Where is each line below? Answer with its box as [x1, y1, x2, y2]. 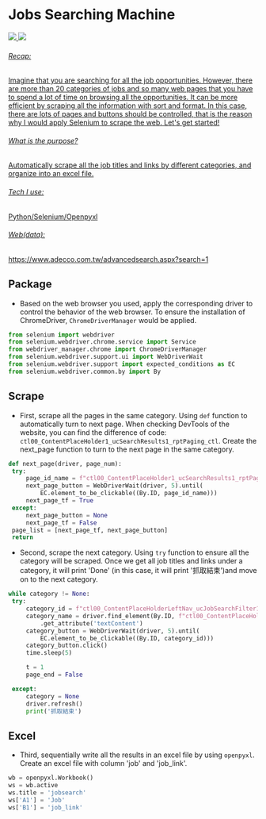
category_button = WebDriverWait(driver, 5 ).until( [25, 627, 200, 635]
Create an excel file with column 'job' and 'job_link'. [19, 759, 188, 768]
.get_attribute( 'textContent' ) [40, 619, 144, 628]
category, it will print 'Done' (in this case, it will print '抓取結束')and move [19, 566, 257, 575]
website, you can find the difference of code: [19, 427, 167, 437]
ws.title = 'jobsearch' [8, 788, 87, 797]
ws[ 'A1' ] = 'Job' [8, 796, 66, 804]
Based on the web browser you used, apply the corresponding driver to [19, 298, 253, 308]
